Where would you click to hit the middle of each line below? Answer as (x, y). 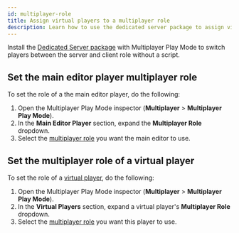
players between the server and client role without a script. (94, 55)
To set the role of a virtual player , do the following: (81, 178)
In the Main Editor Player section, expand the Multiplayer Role (110, 123)
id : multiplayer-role (39, 14)
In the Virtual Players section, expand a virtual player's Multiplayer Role (124, 206)
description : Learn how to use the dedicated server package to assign (116, 27)
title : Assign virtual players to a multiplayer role (89, 21)
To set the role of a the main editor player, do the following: (94, 94)
